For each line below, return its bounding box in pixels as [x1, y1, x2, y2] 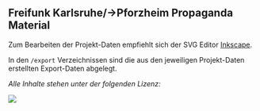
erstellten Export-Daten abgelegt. [8, 63, 117, 73]
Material [8, 19, 50, 33]
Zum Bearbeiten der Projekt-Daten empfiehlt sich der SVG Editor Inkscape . [8, 40, 253, 49]
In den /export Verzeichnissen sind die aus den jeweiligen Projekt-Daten [8, 55, 245, 64]
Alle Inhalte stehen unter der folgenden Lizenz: [8, 78, 161, 88]
